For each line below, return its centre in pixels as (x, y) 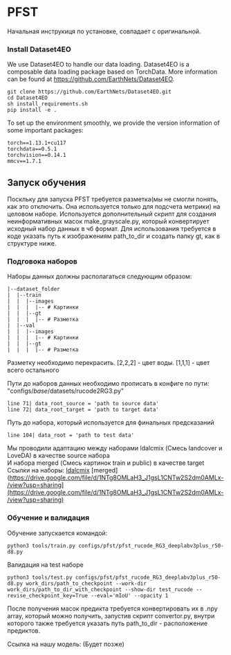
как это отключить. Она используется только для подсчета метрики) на (114, 207)
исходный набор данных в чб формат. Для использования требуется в (112, 229)
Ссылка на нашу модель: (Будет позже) (66, 644)
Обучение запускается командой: (57, 533)
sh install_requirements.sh (48, 104)
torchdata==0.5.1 (32, 149)
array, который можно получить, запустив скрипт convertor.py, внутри (111, 615)
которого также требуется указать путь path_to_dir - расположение (108, 623)
